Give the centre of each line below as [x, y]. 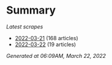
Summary [31, 10]
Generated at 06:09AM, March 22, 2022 [56, 56]
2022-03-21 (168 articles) [46, 38]
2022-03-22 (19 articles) [45, 44]
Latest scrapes [25, 27]
